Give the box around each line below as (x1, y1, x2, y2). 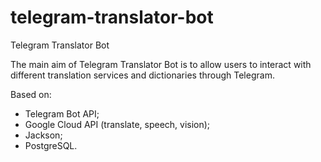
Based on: (10, 88, 52, 100)
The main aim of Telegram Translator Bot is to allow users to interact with (10, 58, 312, 70)
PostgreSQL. (24, 139, 78, 151)
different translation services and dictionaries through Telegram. (10, 69, 275, 81)
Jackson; (24, 129, 63, 141)
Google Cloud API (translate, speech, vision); (24, 118, 211, 130)
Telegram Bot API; (24, 107, 100, 120)
